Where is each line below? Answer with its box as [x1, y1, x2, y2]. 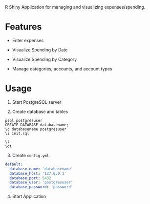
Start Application [12, 193, 46, 200]
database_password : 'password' [9, 184, 73, 190]
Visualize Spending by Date [12, 46, 68, 53]
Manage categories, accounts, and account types [12, 66, 112, 71]
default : [5, 161, 23, 167]
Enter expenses [12, 37, 44, 43]
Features [5, 22, 42, 32]
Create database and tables [12, 109, 68, 114]
